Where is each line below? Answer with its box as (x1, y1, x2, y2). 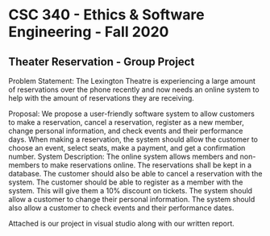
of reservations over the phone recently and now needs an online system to (8, 85, 260, 94)
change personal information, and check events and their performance (8, 126, 243, 135)
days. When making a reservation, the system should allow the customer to (8, 135, 258, 144)
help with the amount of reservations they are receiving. (8, 93, 195, 102)
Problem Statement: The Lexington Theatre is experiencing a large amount (8, 77, 256, 85)
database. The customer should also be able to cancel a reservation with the (8, 169, 263, 178)
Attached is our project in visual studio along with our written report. (8, 219, 235, 228)
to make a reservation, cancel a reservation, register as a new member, (8, 118, 244, 126)
